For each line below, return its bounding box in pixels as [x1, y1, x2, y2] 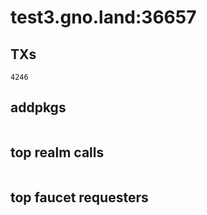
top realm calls [10, 144, 105, 161]
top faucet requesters [10, 189, 149, 206]
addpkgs [10, 99, 67, 116]
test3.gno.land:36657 [10, 6, 197, 29]
